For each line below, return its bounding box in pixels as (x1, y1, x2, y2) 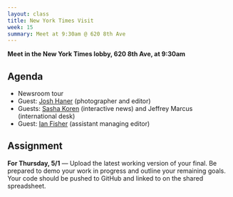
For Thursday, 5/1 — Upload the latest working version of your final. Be (7, 159, 217, 167)
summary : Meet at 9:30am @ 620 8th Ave (7, 30, 126, 38)
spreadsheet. (7, 181, 46, 190)
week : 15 (7, 23, 33, 31)
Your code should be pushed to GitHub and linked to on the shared (7, 174, 204, 182)
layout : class (7, 10, 50, 18)
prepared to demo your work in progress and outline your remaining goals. (7, 166, 226, 175)
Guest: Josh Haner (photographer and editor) (17, 97, 151, 105)
